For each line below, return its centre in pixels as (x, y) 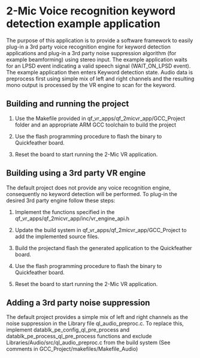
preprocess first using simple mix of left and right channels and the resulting (100, 79)
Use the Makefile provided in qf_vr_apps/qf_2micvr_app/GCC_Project (100, 118)
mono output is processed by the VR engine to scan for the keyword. (91, 85)
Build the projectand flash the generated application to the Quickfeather (104, 248)
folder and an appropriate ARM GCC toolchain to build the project (96, 125)
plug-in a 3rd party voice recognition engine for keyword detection (88, 47)
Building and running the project (68, 104)
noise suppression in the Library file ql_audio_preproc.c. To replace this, (95, 324)
